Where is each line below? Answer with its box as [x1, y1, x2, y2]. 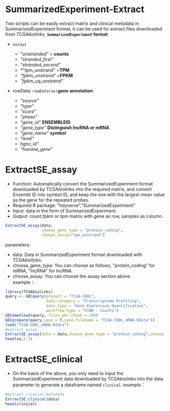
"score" [20, 108, 36, 114]
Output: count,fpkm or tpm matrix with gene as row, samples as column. [12, 213, 163, 219]
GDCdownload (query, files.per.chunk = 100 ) [5, 312, 99, 318]
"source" [20, 98, 39, 104]
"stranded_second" [20, 61, 61, 68]
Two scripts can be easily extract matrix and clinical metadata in [5, 20, 139, 26]
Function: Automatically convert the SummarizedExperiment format [12, 180, 153, 186]
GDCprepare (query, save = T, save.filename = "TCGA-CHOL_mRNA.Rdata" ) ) [5, 318, 155, 323]
